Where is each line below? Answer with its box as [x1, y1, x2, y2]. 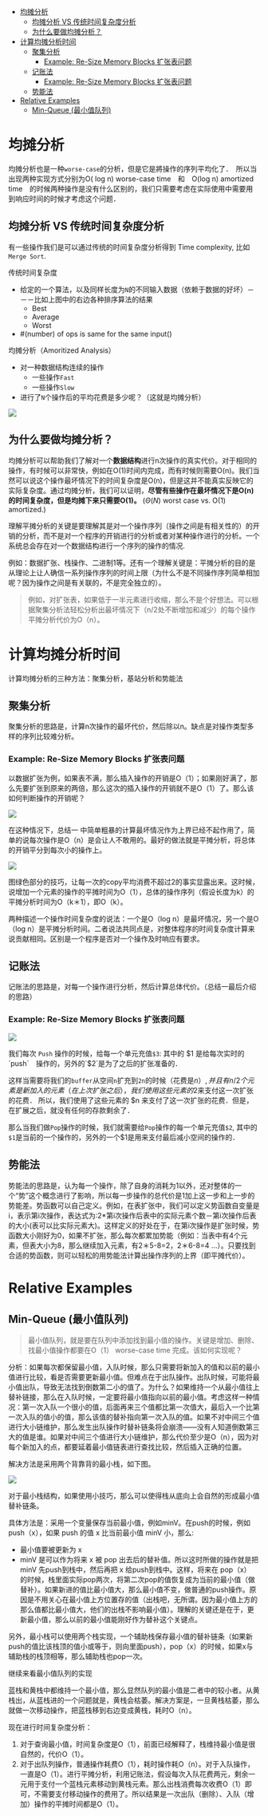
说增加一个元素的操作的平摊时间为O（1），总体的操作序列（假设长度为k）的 [8, 886, 255, 896]
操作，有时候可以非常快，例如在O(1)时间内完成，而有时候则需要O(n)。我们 [8, 465, 253, 475]
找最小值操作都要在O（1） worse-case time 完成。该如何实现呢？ [27, 1345, 242, 1355]
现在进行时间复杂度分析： [8, 1722, 93, 1731]
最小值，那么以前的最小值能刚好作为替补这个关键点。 [26, 1614, 202, 1624]
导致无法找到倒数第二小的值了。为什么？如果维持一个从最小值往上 [42, 1382, 260, 1392]
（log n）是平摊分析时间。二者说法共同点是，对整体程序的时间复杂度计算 [8, 924, 249, 934]
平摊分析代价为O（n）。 [27, 614, 104, 624]
